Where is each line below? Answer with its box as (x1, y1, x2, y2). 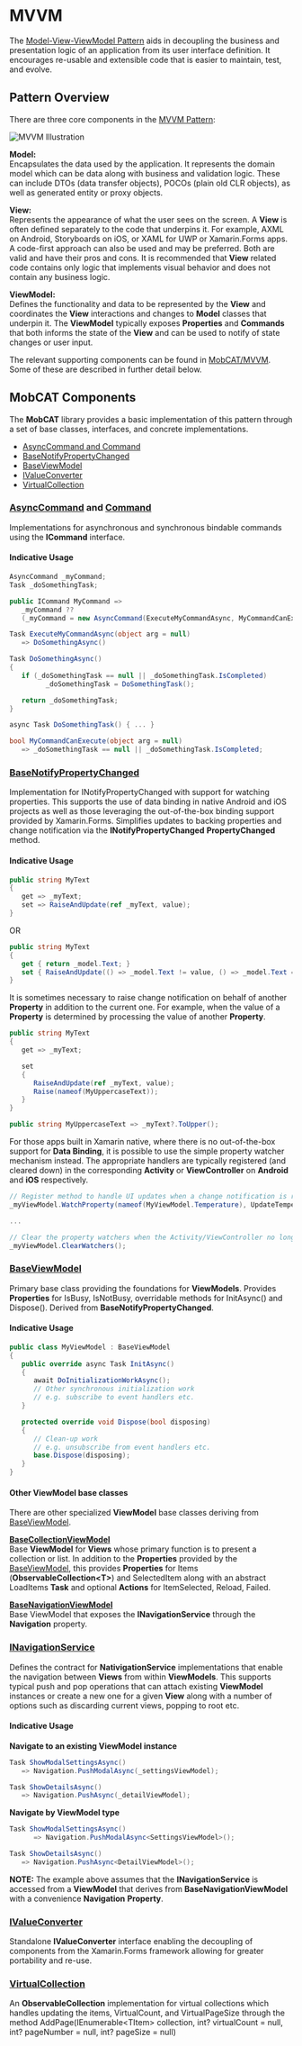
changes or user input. (9, 337, 93, 348)
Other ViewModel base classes (9, 1487, 129, 1498)
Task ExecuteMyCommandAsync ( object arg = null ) (9, 629, 191, 639)
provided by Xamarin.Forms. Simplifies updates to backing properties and (9, 816, 282, 827)
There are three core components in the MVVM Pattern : (9, 113, 216, 124)
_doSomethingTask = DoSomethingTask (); (45, 679, 195, 689)
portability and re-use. (9, 1955, 93, 1966)
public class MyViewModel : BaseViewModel (9, 1343, 171, 1352)
